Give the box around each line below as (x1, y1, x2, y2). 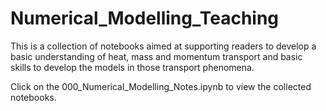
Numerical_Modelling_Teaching (10, 7, 280, 30)
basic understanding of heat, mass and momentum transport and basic (10, 50, 303, 62)
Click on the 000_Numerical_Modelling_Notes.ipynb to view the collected (10, 80, 312, 92)
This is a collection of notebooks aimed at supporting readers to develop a (10, 40, 317, 52)
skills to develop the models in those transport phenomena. (10, 61, 255, 73)
